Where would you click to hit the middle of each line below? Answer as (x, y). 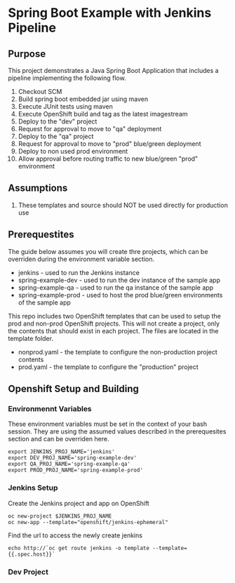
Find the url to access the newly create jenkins (75, 535)
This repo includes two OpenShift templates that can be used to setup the (115, 316)
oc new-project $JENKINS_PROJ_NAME (60, 516)
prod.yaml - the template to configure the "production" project (108, 367)
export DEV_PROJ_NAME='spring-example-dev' (73, 458)
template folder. (31, 338)
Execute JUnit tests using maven (65, 106)
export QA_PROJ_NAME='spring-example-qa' (69, 464)
